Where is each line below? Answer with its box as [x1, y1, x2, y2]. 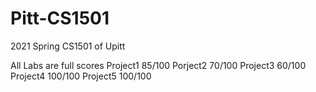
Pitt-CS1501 [10, 7, 110, 30]
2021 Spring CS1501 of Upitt [10, 40, 126, 52]
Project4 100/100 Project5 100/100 [10, 70, 152, 82]
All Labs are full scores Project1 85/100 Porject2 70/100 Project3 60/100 [10, 59, 307, 71]
